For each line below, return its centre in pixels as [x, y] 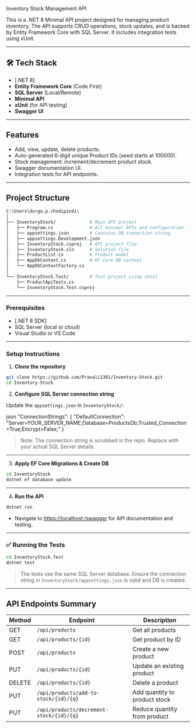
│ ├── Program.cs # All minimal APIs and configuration [95, 228]
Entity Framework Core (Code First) [58, 86]
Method [20, 620]
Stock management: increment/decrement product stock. [83, 162]
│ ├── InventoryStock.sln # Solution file [68, 249]
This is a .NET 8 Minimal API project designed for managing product [87, 20]
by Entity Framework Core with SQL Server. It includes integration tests [91, 32]
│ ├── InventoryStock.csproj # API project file [71, 244]
